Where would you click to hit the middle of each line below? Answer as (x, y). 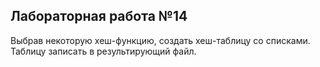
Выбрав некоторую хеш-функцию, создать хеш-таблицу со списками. (160, 40)
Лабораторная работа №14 (99, 16)
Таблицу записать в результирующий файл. (103, 51)
